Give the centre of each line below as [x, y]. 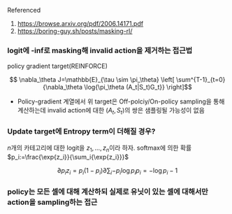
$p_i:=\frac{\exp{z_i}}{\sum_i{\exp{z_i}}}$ [68, 157]
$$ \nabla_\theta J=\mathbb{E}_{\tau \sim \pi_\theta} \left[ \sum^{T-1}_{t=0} [117, 80]
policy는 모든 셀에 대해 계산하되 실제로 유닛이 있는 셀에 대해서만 [108, 192]
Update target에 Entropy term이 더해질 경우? [81, 131]
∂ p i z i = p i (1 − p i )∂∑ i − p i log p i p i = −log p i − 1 [117, 171]
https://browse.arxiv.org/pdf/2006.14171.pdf [80, 23]
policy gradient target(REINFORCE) [58, 66]
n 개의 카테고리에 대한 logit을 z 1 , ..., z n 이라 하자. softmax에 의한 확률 [100, 149]
